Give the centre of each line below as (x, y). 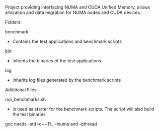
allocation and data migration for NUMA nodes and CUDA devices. (73, 12)
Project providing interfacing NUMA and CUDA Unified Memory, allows (78, 7)
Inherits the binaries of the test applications (57, 61)
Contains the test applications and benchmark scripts (67, 41)
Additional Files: (22, 90)
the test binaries (29, 114)
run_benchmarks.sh (26, 99)
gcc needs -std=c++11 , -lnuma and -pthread (51, 124)
